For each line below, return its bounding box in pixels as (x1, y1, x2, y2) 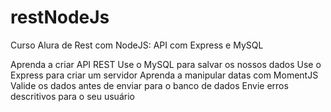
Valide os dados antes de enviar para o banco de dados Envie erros (10, 79, 289, 91)
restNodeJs (10, 6, 110, 29)
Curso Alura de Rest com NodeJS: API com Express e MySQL (10, 39, 264, 51)
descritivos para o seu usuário (10, 90, 135, 102)
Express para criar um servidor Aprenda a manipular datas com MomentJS (10, 69, 319, 81)
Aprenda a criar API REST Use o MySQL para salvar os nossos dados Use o (10, 58, 322, 70)
